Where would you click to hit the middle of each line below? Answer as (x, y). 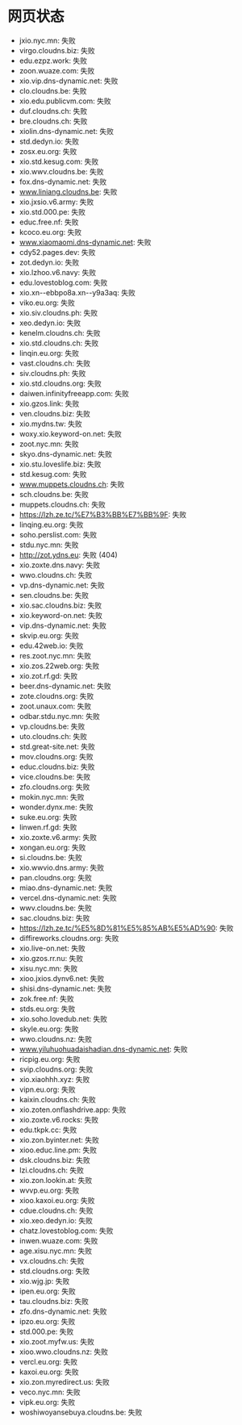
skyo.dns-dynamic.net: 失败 (65, 453)
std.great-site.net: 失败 (57, 746)
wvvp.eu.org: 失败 (49, 1190)
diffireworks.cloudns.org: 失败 (69, 938)
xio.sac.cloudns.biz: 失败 (60, 605)
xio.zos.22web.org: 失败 (59, 666)
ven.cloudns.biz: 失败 (54, 413)
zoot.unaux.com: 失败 (55, 706)
